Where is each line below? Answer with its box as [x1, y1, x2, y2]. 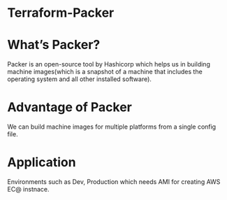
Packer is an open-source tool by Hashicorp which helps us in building [7, 60, 211, 69]
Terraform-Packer [7, 5, 115, 21]
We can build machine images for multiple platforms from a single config [7, 122, 217, 131]
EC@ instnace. [7, 185, 50, 193]
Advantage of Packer [7, 99, 133, 115]
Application [7, 155, 76, 171]
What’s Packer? [7, 37, 101, 53]
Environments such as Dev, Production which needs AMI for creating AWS [7, 178, 221, 186]
